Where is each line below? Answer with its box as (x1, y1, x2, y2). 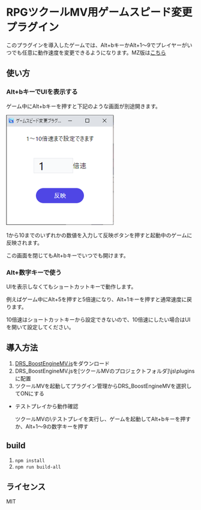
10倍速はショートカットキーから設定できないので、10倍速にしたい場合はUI (6, 316, 191, 323)
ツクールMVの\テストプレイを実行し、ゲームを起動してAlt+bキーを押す (14, 415, 191, 422)
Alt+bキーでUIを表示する (6, 88, 78, 96)
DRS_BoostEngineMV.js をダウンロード (14, 359, 110, 367)
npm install (14, 457, 45, 464)
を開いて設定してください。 (6, 323, 74, 331)
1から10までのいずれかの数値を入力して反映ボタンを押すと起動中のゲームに (6, 232, 193, 239)
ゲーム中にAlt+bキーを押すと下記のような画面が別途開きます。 (6, 103, 161, 110)
